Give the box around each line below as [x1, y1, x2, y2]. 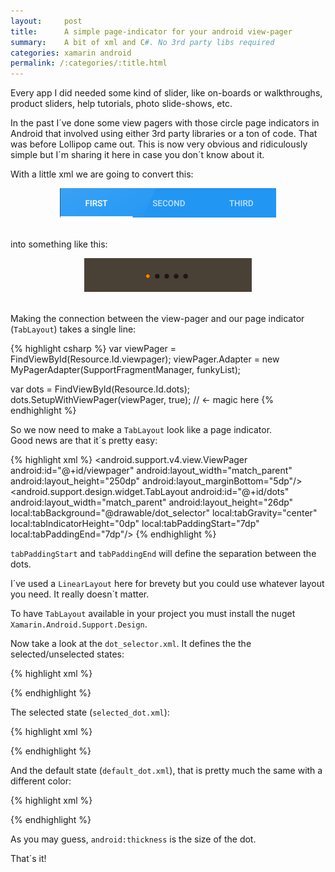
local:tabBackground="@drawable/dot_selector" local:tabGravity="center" [10, 507, 318, 519]
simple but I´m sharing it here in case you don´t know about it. [10, 149, 265, 161]
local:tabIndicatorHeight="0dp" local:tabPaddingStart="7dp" [10, 518, 260, 530]
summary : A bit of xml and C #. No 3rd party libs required [10, 37, 275, 47]
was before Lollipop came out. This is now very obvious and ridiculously [10, 138, 308, 150]
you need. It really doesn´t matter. [10, 588, 150, 600]
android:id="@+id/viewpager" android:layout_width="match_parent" [10, 465, 293, 477]
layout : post [10, 16, 83, 26]
